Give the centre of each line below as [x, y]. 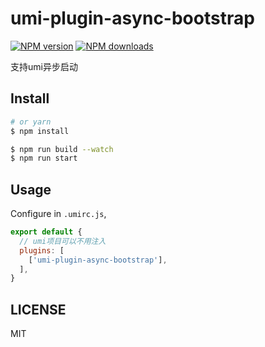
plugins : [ [42, 250]
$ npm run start [44, 158]
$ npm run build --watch [62, 149]
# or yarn [31, 122]
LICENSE [38, 309]
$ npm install [40, 131]
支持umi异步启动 [44, 66]
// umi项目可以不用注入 [63, 241]
